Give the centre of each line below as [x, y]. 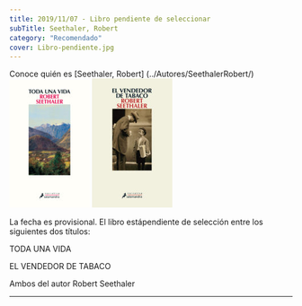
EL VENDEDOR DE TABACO [60, 267]
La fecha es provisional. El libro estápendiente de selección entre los [136, 222]
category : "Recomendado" [56, 38]
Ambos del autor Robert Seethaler [72, 284]
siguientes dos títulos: [50, 232]
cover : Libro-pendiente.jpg [62, 48]
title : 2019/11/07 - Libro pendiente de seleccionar [110, 19]
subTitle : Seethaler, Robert [64, 28]
